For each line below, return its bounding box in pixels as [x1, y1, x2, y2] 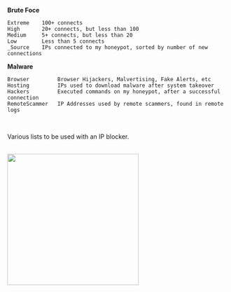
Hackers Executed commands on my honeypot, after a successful [7, 88, 220, 95]
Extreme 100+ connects [7, 20, 83, 27]
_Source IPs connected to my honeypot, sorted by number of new [7, 44, 209, 51]
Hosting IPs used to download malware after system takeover [7, 82, 215, 89]
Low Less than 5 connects [7, 38, 105, 45]
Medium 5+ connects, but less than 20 [7, 32, 133, 39]
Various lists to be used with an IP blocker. [7, 132, 129, 141]
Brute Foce [7, 6, 40, 14]
